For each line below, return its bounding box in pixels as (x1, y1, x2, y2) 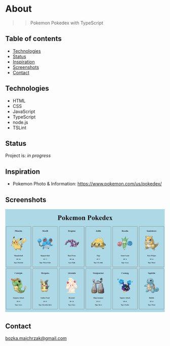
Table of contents (5, 34, 62, 43)
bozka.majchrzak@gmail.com (5, 335, 67, 341)
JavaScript (12, 108, 35, 114)
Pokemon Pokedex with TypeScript (30, 20, 104, 26)
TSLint (12, 125, 26, 131)
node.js (12, 119, 29, 125)
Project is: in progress (5, 152, 51, 159)
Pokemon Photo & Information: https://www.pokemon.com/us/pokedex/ (12, 181, 162, 187)
